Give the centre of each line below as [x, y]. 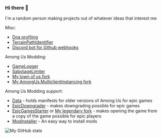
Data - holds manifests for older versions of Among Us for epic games [82, 101]
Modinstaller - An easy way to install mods [55, 121]
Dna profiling [25, 37]
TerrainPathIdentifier [32, 42]
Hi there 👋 [17, 8]
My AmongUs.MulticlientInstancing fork [52, 82]
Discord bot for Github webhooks [45, 48]
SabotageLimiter [28, 71]
